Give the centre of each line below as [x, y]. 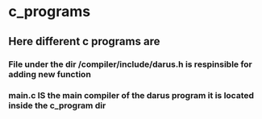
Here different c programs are [84, 41]
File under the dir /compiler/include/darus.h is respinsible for [130, 64]
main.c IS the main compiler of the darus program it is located [131, 96]
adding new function [50, 74]
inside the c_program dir [57, 105]
